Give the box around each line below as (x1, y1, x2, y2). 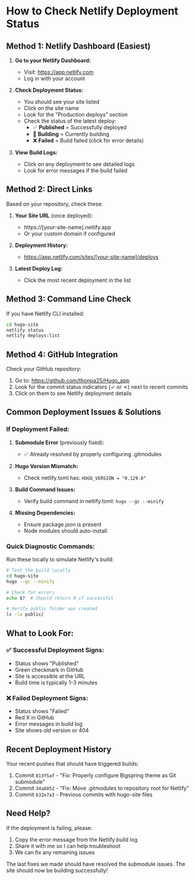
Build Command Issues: (14, 486, 76, 493)
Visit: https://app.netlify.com (23, 69, 94, 76)
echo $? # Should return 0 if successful (6, 595, 114, 601)
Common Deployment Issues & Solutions (6, 407, 162, 417)
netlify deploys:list (6, 332, 60, 339)
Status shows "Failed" (14, 707, 70, 715)
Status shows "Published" (14, 659, 80, 667)
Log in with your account (23, 75, 86, 82)
